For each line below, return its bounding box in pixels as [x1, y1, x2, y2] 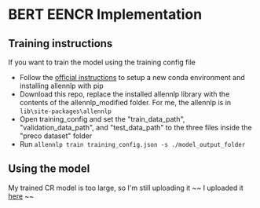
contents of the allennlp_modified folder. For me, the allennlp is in [19, 98, 232, 107]
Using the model [8, 162, 90, 176]
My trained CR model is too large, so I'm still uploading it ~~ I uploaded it [8, 183, 244, 192]
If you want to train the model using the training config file [8, 57, 196, 67]
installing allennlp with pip [19, 81, 104, 90]
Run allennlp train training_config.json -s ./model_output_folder [19, 140, 246, 148]
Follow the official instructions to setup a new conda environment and [19, 73, 245, 82]
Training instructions [8, 37, 113, 50]
